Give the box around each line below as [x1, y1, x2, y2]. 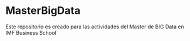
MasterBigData [5, 4, 81, 17]
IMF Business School [5, 29, 56, 36]
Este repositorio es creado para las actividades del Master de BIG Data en [5, 23, 185, 30]
